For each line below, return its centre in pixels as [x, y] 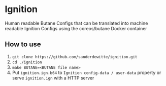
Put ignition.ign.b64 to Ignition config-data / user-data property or [87, 72]
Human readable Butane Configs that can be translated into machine [76, 23]
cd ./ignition [27, 62]
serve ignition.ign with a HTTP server [53, 78]
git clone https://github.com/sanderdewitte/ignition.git [75, 57]
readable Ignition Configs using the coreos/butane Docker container [76, 28]
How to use [23, 45]
